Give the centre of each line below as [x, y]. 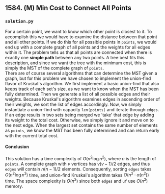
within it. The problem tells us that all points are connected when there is [79, 52]
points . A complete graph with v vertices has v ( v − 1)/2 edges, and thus [78, 164]
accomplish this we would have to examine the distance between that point [81, 37]
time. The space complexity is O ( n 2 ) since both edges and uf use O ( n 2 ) [77, 181]
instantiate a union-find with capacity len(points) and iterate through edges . [82, 109]
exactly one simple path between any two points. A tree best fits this [75, 57]
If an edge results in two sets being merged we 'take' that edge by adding [80, 115]
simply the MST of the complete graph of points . [55, 68]
